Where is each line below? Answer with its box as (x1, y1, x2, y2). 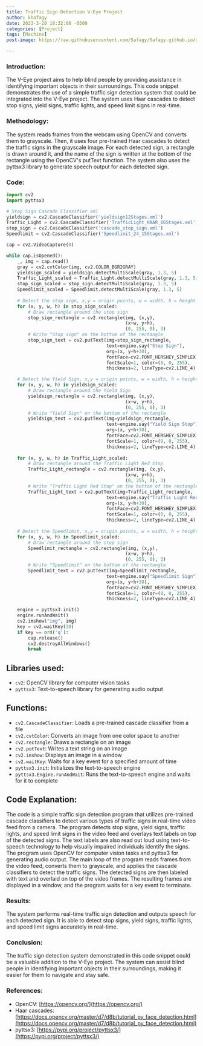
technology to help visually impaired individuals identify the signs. (26, 842, 190, 850)
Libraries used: (6, 663, 65, 673)
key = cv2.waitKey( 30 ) (17, 623, 74, 630)
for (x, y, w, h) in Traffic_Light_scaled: (17, 455, 129, 461)
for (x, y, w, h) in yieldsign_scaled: (17, 382, 118, 388)
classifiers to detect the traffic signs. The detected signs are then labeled (6, 869, 188, 876)
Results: (6, 896, 31, 905)
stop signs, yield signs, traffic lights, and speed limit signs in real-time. (6, 102, 181, 109)
